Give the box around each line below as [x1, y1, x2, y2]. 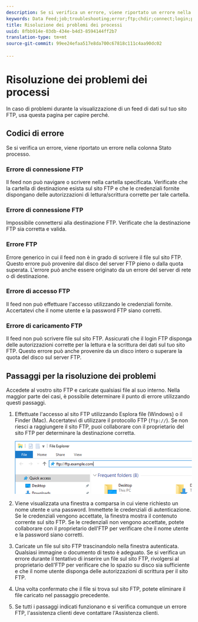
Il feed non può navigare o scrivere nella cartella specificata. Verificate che [6, 178, 188, 185]
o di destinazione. [6, 272, 49, 280]
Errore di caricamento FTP [6, 322, 82, 330]
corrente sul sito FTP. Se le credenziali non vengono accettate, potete [14, 518, 184, 525]
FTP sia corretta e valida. [6, 225, 67, 233]
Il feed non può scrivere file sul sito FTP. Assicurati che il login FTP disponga [6, 335, 192, 342]
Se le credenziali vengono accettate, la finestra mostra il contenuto [14, 512, 177, 519]
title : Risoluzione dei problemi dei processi [6, 22, 123, 28]
